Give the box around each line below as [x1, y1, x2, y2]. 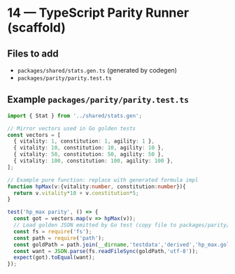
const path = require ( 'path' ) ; [13, 234, 105, 242]
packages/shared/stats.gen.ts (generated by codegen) [17, 66, 177, 74]
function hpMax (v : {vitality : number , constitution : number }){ [7, 183, 187, 190]
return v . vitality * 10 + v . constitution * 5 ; [13, 189, 139, 196]
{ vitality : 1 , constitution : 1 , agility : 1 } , [13, 138, 155, 145]
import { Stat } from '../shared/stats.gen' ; [7, 112, 142, 120]
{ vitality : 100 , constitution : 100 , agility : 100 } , [13, 157, 173, 165]
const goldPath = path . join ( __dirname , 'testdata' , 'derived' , [13, 241, 196, 248]
